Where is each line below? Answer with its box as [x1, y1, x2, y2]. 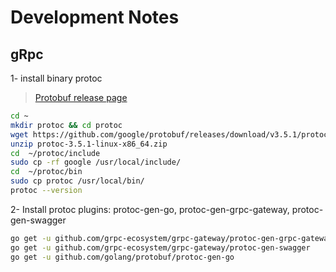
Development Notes [10, 6, 180, 29]
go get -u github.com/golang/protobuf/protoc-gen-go [10, 252, 235, 262]
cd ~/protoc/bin [10, 167, 83, 177]
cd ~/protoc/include [10, 148, 101, 158]
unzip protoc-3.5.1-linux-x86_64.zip [10, 139, 168, 149]
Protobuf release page [34, 92, 128, 103]
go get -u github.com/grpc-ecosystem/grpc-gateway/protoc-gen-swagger [10, 242, 311, 253]
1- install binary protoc [10, 72, 103, 84]
